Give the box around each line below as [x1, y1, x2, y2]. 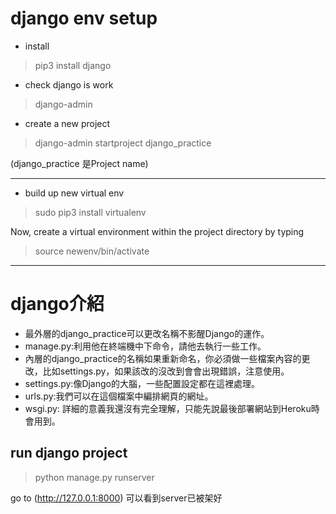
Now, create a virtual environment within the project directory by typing [10, 225, 305, 237]
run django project [10, 445, 128, 462]
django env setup [10, 7, 158, 30]
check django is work [24, 78, 114, 91]
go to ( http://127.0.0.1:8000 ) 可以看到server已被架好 [10, 492, 223, 504]
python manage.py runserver [34, 471, 155, 483]
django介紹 [10, 293, 105, 316]
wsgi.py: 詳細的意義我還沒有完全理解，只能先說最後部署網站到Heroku [24, 402, 312, 414]
